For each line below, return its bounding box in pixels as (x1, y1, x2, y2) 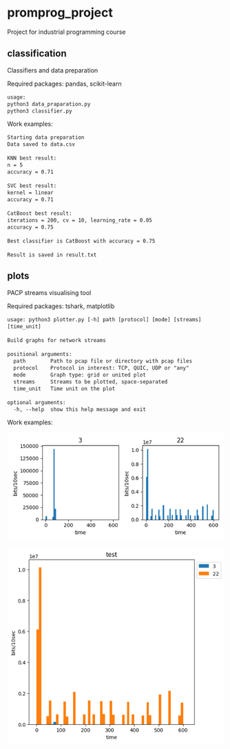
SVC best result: (7, 182, 57, 189)
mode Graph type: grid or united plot (13, 371, 147, 378)
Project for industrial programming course (7, 28, 126, 36)
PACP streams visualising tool (7, 288, 92, 296)
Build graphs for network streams (7, 336, 107, 343)
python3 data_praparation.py (7, 100, 91, 108)
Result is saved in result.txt (7, 251, 97, 258)
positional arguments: (7, 350, 72, 357)
